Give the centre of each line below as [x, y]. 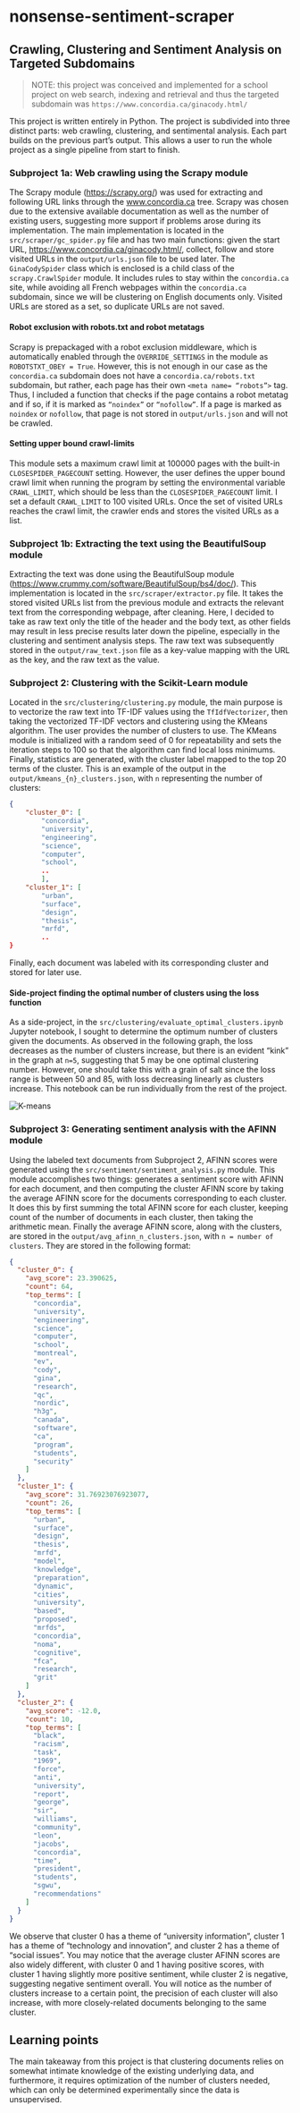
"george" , [51, 1803]
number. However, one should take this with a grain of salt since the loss [142, 1070]
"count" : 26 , [50, 1503]
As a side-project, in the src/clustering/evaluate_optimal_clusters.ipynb [146, 1023]
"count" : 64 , [50, 1287]
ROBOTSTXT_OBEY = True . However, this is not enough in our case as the [138, 366]
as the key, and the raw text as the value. [85, 660]
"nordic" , [51, 1403]
